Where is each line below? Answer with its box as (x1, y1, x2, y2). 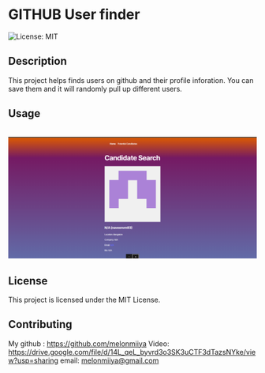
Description (8, 55, 67, 68)
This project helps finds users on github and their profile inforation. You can (8, 75, 254, 85)
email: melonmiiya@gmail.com (60, 356, 159, 365)
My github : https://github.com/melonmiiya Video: (8, 338, 170, 349)
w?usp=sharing (8, 356, 59, 365)
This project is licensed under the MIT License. (8, 295, 161, 304)
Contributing (8, 318, 73, 331)
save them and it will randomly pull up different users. (8, 84, 183, 93)
